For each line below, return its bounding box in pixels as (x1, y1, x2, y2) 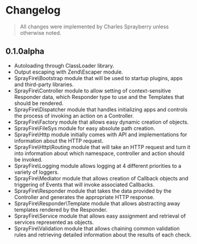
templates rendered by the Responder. (14, 206, 108, 213)
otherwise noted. (19, 29, 61, 36)
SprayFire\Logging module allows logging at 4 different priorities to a (14, 162, 182, 169)
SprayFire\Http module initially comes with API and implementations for (14, 131, 188, 138)
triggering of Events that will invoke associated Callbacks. (14, 181, 155, 188)
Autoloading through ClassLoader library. (14, 62, 114, 69)
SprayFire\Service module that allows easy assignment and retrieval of (14, 212, 186, 219)
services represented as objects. (14, 219, 94, 226)
